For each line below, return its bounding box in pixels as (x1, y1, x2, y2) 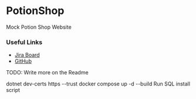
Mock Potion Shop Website (6, 23, 72, 30)
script (6, 87, 21, 94)
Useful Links (6, 38, 43, 46)
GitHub (14, 57, 32, 65)
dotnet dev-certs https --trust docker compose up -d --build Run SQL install (6, 80, 191, 87)
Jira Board (14, 52, 40, 59)
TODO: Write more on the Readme (6, 69, 89, 76)
